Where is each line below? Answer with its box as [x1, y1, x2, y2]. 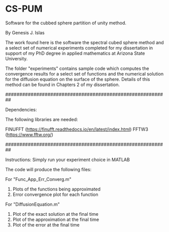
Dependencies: [5, 106, 37, 112]
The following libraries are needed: [5, 116, 78, 122]
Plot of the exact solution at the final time [12, 211, 99, 217]
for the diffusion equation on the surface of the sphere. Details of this [5, 76, 150, 82]
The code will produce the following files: [5, 166, 92, 172]
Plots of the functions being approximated [12, 186, 100, 192]
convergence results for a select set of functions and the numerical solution [5, 70, 164, 76]
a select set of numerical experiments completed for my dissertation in [5, 45, 153, 51]
